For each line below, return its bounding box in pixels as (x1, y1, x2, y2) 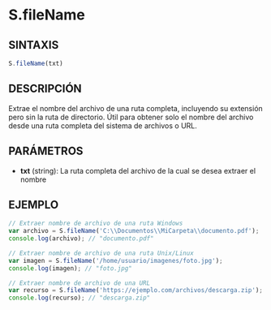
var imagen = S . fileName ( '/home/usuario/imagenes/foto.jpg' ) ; (8, 256, 223, 265)
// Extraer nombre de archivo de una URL (8, 278, 151, 287)
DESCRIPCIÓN (8, 82, 83, 96)
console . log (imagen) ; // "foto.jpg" (8, 264, 132, 273)
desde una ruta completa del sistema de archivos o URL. (8, 120, 197, 131)
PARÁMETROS (8, 144, 84, 158)
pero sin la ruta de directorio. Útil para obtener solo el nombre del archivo (8, 112, 254, 122)
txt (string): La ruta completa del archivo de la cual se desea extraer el (19, 166, 256, 175)
